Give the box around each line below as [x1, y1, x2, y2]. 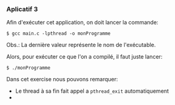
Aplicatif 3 [6, 5, 39, 13]
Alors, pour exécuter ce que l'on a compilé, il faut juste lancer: [6, 53, 163, 60]
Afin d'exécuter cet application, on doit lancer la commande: [6, 19, 158, 26]
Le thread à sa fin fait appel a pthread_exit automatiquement [15, 87, 169, 95]
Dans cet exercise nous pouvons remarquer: [6, 76, 118, 83]
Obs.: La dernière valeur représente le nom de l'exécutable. [6, 42, 156, 49]
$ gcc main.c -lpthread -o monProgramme [6, 31, 111, 37]
